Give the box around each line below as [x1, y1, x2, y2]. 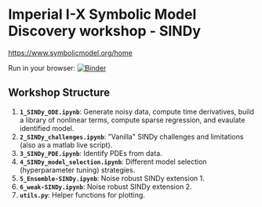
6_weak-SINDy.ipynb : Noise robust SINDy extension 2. [19, 182, 192, 191]
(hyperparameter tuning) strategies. [19, 165, 136, 174]
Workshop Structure [8, 86, 111, 100]
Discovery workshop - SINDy [8, 22, 202, 40]
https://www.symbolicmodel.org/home [8, 48, 133, 57]
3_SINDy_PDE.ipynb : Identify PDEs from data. [19, 148, 162, 158]
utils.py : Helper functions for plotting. [19, 190, 145, 199]
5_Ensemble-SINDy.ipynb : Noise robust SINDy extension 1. [19, 173, 206, 183]
